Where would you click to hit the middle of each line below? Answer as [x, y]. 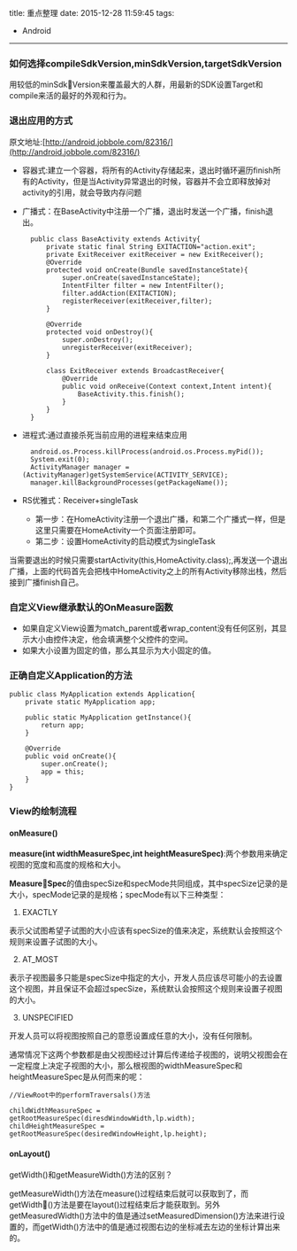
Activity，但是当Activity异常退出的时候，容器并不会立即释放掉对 [154, 181]
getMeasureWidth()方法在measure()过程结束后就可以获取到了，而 [129, 1193]
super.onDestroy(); [98, 339]
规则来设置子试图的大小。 [56, 942]
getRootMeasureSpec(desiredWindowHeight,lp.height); [108, 1134]
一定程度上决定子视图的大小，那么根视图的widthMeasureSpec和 [126, 1066]
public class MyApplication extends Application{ [103, 695]
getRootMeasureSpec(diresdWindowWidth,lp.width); [103, 1119]
